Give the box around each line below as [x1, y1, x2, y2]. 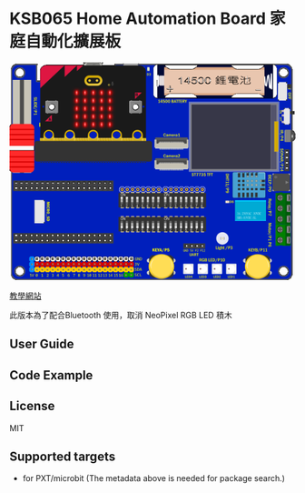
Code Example [9, 367, 93, 383]
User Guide [9, 337, 74, 352]
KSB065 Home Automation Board [9, 8, 266, 29]
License [9, 398, 55, 414]
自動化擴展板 [25, 31, 122, 52]
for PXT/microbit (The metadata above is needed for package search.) [22, 473, 286, 484]
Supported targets [9, 448, 116, 464]
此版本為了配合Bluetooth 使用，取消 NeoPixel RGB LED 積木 [9, 309, 233, 320]
